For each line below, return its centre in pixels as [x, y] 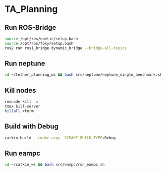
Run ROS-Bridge [30, 28]
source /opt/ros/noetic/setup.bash [41, 39]
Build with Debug [32, 127]
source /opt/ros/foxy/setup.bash [39, 43]
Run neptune [25, 64]
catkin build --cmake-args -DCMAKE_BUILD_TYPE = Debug [60, 138]
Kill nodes [20, 90]
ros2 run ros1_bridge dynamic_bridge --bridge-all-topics [66, 48]
